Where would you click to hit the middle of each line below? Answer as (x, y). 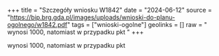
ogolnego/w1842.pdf (37, 25)
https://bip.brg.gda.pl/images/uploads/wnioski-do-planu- (93, 17)
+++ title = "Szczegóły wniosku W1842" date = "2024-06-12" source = (109, 10)
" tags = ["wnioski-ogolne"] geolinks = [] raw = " (137, 25)
